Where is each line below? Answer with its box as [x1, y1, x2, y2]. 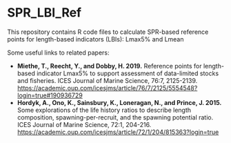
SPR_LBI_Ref [7, 5, 82, 21]
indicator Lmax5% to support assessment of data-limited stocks [37, 69, 219, 77]
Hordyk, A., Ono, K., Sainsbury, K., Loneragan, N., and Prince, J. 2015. [17, 98, 222, 106]
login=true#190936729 [17, 91, 83, 99]
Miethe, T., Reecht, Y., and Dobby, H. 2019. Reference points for [17, 61, 202, 70]
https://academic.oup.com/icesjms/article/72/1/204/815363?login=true [17, 128, 219, 136]
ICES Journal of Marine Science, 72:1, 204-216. [17, 120, 152, 128]
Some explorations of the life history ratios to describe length [17, 106, 192, 114]
